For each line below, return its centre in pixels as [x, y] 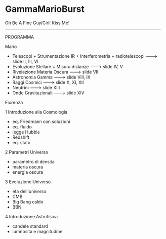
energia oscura [28, 172]
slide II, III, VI [25, 61]
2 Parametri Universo [27, 152]
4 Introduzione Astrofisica [32, 216]
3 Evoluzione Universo [28, 182]
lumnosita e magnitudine [37, 231]
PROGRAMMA [20, 37]
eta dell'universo [29, 191]
